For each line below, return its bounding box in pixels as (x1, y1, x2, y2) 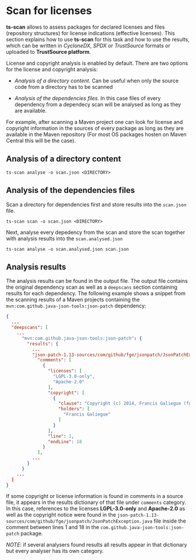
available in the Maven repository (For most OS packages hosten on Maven (6, 130, 187, 138)
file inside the (153, 517, 187, 524)
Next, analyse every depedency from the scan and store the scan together (6, 229, 185, 236)
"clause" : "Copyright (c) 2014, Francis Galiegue (58, 400, 181, 407)
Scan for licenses (6, 4, 92, 18)
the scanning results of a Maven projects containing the (6, 296, 140, 303)
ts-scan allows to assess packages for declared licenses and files (6, 23, 165, 30)
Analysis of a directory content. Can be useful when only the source (14, 77, 179, 84)
